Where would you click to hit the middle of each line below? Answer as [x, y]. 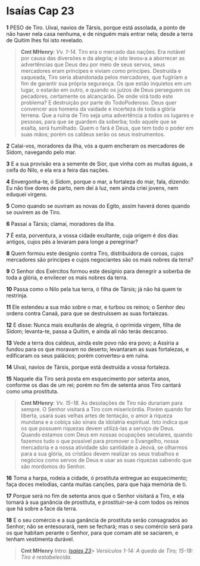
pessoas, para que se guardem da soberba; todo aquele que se [99, 121]
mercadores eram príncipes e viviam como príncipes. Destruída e [101, 70]
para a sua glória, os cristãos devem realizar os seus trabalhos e [100, 453]
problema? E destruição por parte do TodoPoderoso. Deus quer [99, 102]
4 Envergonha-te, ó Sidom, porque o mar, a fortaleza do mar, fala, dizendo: [98, 182]
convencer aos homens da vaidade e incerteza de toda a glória [98, 109]
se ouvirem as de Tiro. [34, 212]
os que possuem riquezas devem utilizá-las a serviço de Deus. [98, 428]
